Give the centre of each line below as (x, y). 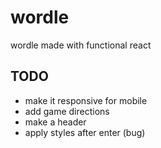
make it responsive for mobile (86, 100)
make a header (55, 122)
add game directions (67, 111)
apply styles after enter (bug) (85, 132)
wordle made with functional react (81, 45)
